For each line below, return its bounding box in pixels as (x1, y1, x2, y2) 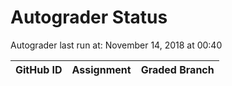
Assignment (71, 62, 132, 76)
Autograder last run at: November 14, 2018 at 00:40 (10, 39, 223, 51)
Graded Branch (140, 62, 215, 76)
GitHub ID (15, 62, 63, 76)
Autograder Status (10, 6, 168, 29)
